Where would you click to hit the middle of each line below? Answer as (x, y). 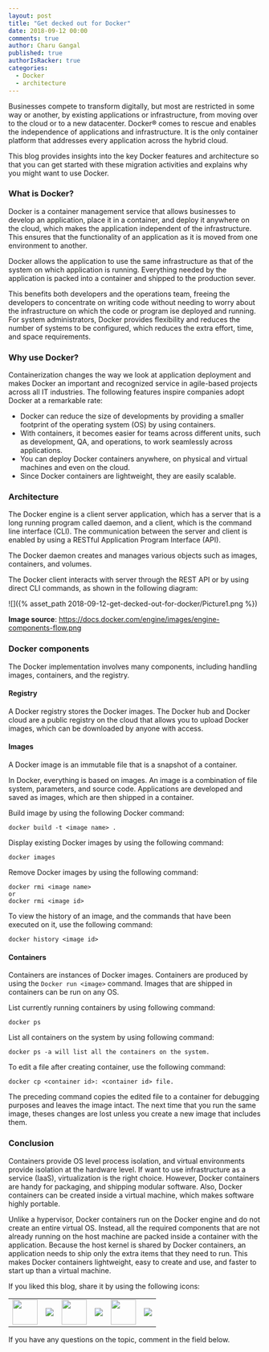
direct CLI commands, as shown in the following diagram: (103, 588)
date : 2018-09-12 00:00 (48, 31)
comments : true (34, 38)
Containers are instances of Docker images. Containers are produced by (128, 975)
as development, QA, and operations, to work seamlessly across (126, 442)
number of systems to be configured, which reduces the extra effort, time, (131, 328)
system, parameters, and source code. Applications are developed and (126, 789)
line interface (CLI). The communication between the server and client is (128, 531)
